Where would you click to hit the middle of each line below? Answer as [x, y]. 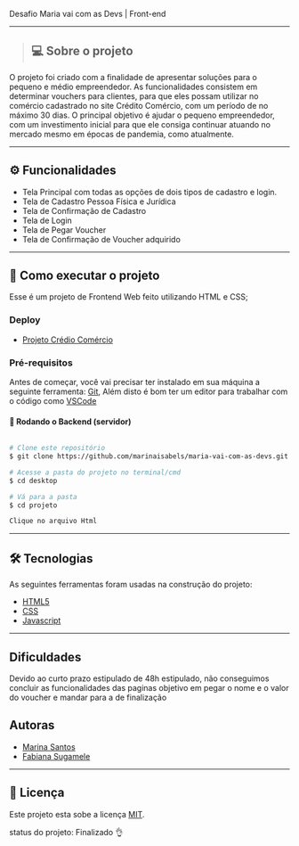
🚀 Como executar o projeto [85, 276]
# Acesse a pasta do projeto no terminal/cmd [95, 472]
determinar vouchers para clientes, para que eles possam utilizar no [134, 96]
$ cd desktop [33, 480]
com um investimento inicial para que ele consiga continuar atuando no [140, 124]
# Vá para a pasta [43, 497]
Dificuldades [45, 657]
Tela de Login [47, 220]
